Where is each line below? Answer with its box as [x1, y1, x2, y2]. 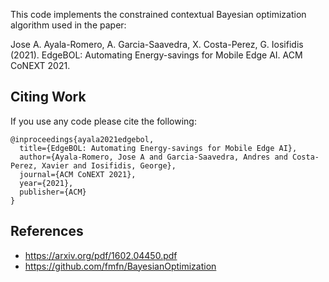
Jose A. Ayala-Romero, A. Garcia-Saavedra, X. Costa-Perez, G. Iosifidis [10, 39, 304, 50]
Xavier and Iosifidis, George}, [41, 160, 177, 171]
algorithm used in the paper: [10, 19, 127, 31]
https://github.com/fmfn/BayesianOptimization [24, 260, 217, 272]
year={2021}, [19, 178, 74, 188]
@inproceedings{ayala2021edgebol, [10, 134, 155, 144]
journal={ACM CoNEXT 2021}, [19, 169, 137, 179]
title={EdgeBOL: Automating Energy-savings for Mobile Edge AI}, [19, 143, 298, 153]
